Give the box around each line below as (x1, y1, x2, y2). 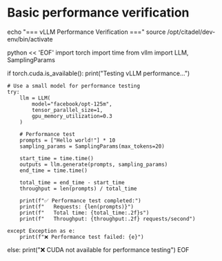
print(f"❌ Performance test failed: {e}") (19, 233, 144, 240)
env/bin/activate (7, 35, 53, 43)
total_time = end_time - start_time (19, 179, 125, 186)
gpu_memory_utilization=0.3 (32, 113, 112, 119)
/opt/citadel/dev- (167, 28, 216, 36)
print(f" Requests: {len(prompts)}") (19, 203, 134, 210)
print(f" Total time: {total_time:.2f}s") (19, 209, 150, 216)
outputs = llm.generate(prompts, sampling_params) (19, 161, 168, 168)
